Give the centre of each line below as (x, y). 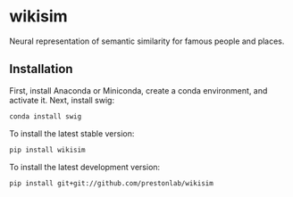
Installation (41, 69)
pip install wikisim (48, 150)
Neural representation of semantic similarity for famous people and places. (147, 41)
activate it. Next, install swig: (62, 100)
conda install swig (46, 116)
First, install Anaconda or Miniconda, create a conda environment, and (138, 90)
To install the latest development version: (85, 167)
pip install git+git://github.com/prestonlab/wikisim (112, 183)
